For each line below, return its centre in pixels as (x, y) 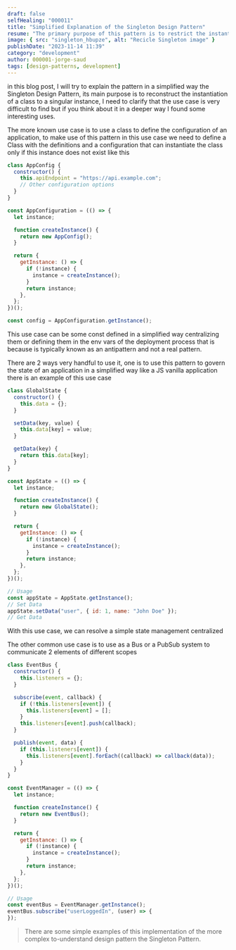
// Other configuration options (67, 185)
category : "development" (44, 54)
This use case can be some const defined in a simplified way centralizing (113, 334)
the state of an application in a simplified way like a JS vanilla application (112, 370)
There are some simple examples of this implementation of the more (123, 931)
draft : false (26, 14)
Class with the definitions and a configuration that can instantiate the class (115, 144)
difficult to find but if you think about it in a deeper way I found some (106, 108)
